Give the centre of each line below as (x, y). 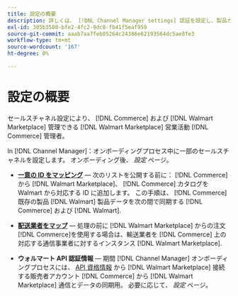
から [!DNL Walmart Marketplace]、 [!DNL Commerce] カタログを (113, 183)
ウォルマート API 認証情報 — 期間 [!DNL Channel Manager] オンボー (117, 258)
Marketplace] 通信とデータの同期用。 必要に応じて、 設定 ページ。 (115, 285)
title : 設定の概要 (32, 14)
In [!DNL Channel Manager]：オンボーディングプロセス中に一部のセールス (115, 150)
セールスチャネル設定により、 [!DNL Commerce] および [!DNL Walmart (110, 118)
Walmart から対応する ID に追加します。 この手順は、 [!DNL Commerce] (122, 192)
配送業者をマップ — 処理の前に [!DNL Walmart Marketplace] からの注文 (121, 225)
